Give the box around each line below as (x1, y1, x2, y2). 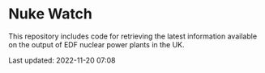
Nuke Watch (8, 5, 93, 23)
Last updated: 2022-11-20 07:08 (8, 55, 116, 65)
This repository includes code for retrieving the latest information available (8, 31, 258, 41)
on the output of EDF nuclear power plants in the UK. (8, 39, 185, 49)
